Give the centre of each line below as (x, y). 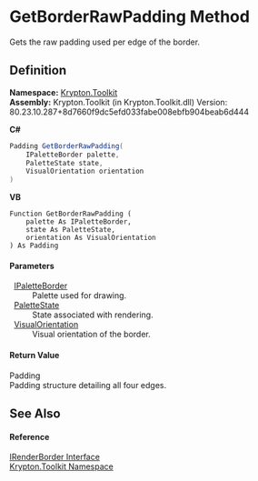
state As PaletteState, (71, 230)
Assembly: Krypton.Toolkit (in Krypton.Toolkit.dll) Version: (119, 102)
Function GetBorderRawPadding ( (70, 214)
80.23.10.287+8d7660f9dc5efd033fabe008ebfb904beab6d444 (129, 112)
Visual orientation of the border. (92, 335)
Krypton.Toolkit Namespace (61, 466)
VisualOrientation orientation (85, 171)
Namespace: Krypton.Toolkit (64, 92)
